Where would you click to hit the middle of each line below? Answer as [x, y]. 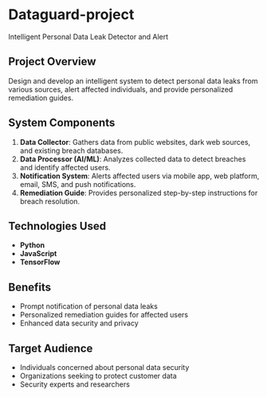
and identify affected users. [65, 167]
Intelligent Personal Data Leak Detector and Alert [88, 37]
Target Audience [51, 348]
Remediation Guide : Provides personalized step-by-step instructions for [139, 193]
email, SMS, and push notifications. [78, 184]
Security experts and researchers [75, 384]
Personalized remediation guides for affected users [104, 315]
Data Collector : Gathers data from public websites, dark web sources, [135, 142]
